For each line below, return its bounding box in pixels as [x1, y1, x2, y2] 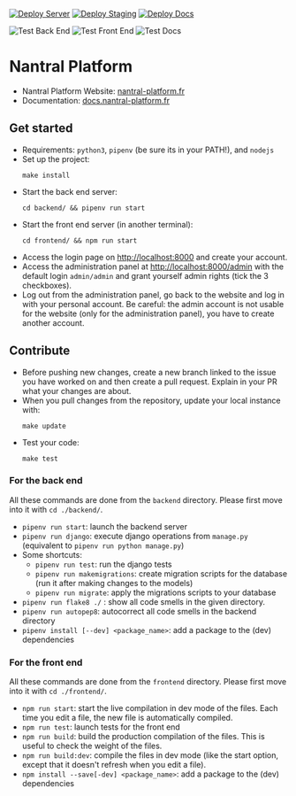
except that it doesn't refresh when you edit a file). [21, 760, 206, 770]
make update [21, 421, 66, 430]
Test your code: [21, 437, 80, 447]
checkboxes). [21, 280, 72, 290]
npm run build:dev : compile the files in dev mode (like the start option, [21, 750, 279, 761]
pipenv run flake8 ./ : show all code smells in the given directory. [21, 596, 265, 607]
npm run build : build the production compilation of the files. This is [21, 731, 265, 742]
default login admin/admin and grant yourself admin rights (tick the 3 [21, 270, 269, 281]
